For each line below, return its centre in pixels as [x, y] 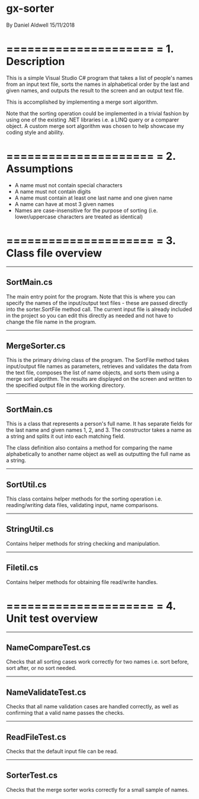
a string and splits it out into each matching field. [66, 437]
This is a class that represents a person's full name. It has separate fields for [99, 424]
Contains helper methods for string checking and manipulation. [83, 543]
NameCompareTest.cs [48, 647]
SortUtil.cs [26, 484]
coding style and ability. [35, 132]
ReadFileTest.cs [36, 737]
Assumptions [40, 169]
